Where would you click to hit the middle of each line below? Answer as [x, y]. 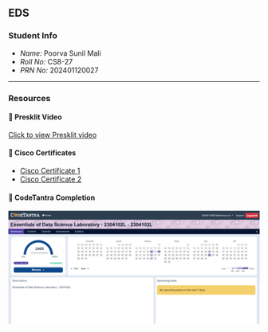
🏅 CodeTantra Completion [52, 197]
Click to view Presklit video [53, 135]
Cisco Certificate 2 [51, 179]
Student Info [33, 36]
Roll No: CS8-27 [46, 61]
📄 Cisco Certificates [42, 153]
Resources [30, 98]
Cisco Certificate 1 [50, 171]
